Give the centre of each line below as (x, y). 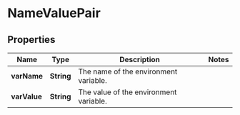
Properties (31, 40)
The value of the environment (127, 92)
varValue (27, 96)
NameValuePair (54, 13)
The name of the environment (128, 71)
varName (27, 76)
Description (140, 60)
